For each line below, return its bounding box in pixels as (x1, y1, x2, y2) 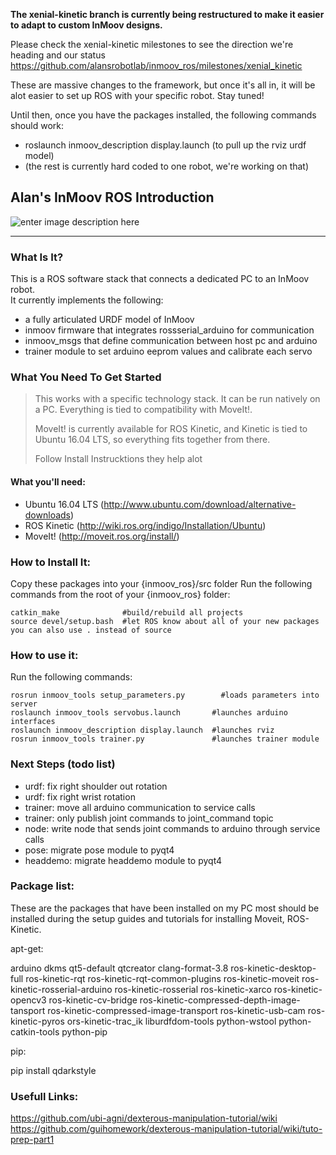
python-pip (61, 1025, 108, 1038)
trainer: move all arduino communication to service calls (24, 801, 256, 813)
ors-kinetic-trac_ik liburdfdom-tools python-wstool (66, 1015, 277, 1027)
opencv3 (10, 994, 47, 1006)
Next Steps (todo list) (10, 757, 116, 771)
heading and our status (10, 49, 106, 61)
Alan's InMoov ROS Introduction (10, 189, 215, 206)
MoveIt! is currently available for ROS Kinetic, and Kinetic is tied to (34, 423, 308, 435)
